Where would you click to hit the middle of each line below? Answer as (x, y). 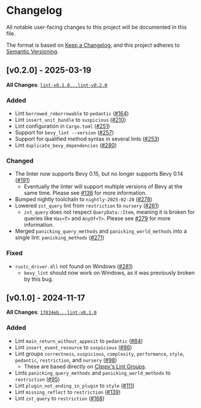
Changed (20, 161)
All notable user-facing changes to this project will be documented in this (97, 27)
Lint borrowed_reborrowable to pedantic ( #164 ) (72, 113)
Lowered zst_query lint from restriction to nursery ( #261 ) (87, 206)
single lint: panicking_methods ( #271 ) (60, 238)
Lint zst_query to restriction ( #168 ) (60, 398)
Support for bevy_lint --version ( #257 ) (64, 133)
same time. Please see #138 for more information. (85, 193)
